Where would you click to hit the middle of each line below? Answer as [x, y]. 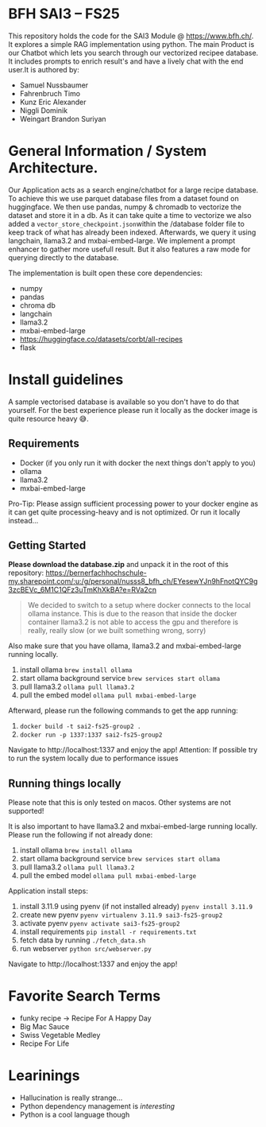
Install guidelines [66, 380]
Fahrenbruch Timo [50, 93]
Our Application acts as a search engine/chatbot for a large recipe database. [133, 190]
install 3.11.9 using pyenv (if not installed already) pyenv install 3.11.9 [136, 907]
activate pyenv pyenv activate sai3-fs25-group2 [100, 923]
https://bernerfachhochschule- [96, 573]
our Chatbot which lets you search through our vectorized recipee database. [133, 52]
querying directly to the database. [64, 257]
